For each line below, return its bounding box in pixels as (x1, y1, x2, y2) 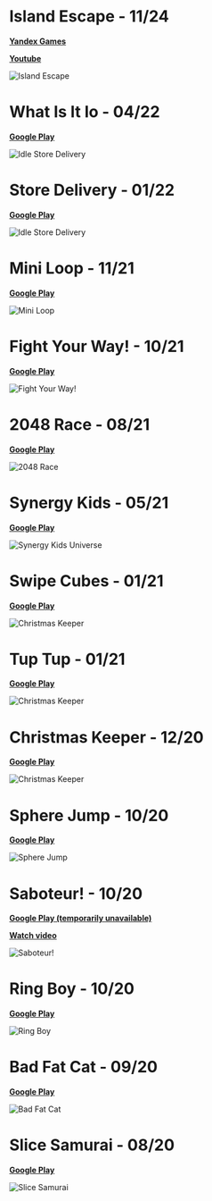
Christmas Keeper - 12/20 (9, 726, 204, 747)
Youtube (9, 53, 42, 63)
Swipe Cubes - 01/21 (9, 570, 164, 591)
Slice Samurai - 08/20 (9, 1135, 175, 1155)
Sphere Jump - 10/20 (9, 805, 169, 826)
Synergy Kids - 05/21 (9, 492, 169, 513)
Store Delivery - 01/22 (9, 181, 175, 200)
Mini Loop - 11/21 (9, 258, 135, 278)
